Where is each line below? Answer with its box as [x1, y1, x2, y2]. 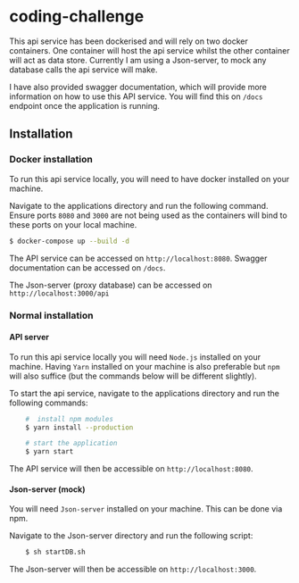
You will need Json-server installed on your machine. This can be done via [9, 504, 283, 514]
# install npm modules [25, 414, 114, 423]
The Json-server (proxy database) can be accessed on [9, 279, 212, 290]
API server [9, 332, 50, 343]
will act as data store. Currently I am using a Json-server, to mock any [9, 54, 267, 65]
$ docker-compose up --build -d [9, 237, 129, 246]
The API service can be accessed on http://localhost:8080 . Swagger [9, 253, 268, 263]
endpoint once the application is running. [9, 100, 161, 111]
